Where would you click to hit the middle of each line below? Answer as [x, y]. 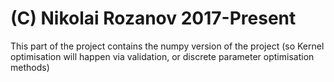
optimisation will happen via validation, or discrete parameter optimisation [162, 56]
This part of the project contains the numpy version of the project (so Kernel [167, 46]
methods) [30, 67]
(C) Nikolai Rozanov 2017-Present [153, 18]
